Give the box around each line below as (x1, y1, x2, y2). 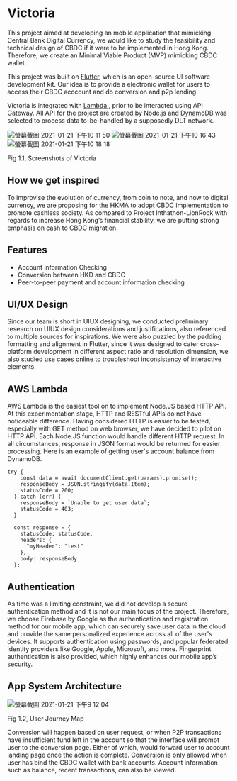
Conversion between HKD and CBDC (17, 270, 126, 279)
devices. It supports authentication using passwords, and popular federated (7, 637, 229, 646)
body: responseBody (20, 555, 78, 563)
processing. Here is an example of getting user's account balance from (7, 447, 214, 455)
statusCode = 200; (20, 487, 74, 494)
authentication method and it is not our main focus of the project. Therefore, (7, 607, 229, 615)
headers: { (20, 537, 52, 544)
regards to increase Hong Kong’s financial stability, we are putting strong (7, 216, 219, 224)
